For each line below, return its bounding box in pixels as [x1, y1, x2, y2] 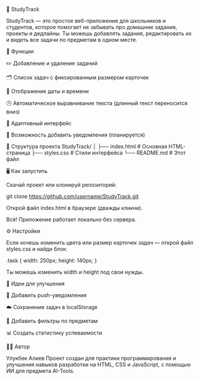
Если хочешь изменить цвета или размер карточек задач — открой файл [6, 239, 194, 246]
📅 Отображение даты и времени [6, 88, 89, 95]
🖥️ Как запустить [6, 168, 48, 174]
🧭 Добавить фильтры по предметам [6, 317, 99, 325]
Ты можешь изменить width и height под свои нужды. [6, 268, 144, 276]
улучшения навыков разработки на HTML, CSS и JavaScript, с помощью [6, 361, 191, 368]
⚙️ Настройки [6, 227, 41, 234]
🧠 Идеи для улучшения [6, 280, 65, 287]
